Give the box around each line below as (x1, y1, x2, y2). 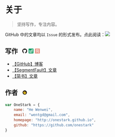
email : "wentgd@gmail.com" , (14, 112, 70, 118)
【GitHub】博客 (12, 61, 43, 67)
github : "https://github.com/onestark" (14, 123, 94, 128)
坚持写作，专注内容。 (16, 21, 59, 27)
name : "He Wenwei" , (14, 107, 53, 112)
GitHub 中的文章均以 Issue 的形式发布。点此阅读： (5, 31, 105, 37)
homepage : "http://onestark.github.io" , (14, 118, 96, 122)
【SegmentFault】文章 (12, 67, 57, 73)
